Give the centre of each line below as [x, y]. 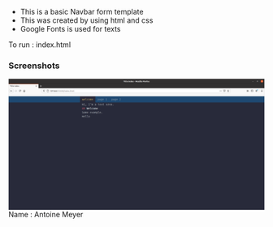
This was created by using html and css [87, 20]
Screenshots [34, 66]
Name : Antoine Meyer [46, 214]
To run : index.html [40, 45]
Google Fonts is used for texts [70, 29]
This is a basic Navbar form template [82, 12]
